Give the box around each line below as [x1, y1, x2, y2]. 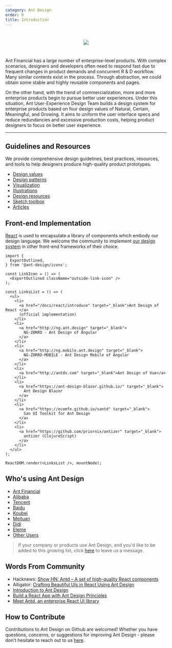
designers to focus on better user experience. [5, 122, 102, 129]
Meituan [12, 515, 30, 521]
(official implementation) [18, 312, 77, 317]
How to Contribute [5, 613, 66, 622]
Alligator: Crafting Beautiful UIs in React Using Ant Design [12, 581, 135, 587]
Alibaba [12, 494, 29, 500]
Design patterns [12, 177, 47, 183]
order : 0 [5, 12, 24, 17]
